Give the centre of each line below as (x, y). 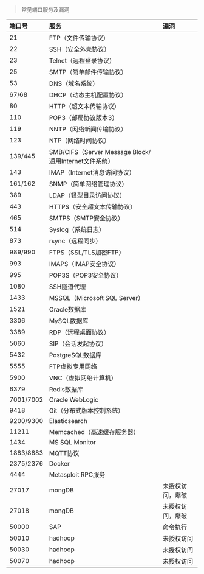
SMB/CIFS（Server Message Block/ (100, 152)
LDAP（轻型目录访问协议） (87, 195)
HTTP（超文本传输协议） (84, 106)
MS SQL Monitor (72, 442)
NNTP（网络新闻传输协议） (88, 129)
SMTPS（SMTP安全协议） (87, 218)
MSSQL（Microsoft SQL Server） (97, 298)
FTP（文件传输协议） (79, 38)
